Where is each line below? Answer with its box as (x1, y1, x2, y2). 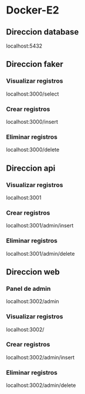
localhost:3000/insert (6, 118, 59, 125)
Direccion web (6, 267, 60, 277)
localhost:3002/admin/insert (6, 354, 75, 361)
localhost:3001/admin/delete (6, 250, 75, 257)
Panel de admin (6, 284, 51, 293)
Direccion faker (6, 59, 63, 69)
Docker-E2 (6, 4, 60, 17)
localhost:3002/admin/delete (6, 382, 76, 389)
